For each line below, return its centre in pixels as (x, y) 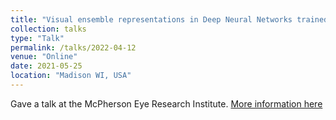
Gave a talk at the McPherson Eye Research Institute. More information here (166, 103)
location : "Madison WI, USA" (71, 76)
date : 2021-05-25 (46, 66)
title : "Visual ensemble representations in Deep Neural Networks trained (169, 19)
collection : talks (48, 29)
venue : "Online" (44, 57)
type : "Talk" (37, 38)
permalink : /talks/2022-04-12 (73, 47)
